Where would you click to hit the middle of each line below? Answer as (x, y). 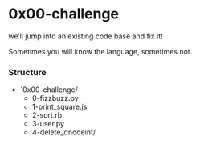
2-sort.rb (47, 115)
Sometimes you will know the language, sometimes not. (100, 51)
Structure (27, 72)
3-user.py (48, 124)
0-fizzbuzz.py (55, 98)
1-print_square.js (59, 107)
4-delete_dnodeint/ (64, 132)
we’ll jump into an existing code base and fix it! (86, 36)
